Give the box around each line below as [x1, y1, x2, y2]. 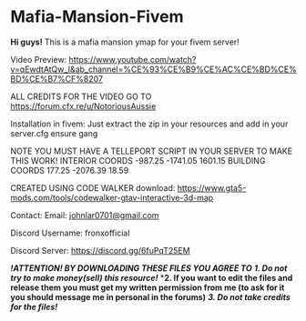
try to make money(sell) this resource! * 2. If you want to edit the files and [10, 272, 293, 283]
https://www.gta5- [177, 182, 247, 193]
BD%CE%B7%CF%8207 [10, 73, 104, 84]
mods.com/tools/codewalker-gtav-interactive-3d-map [10, 192, 214, 203]
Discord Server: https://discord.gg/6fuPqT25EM [10, 245, 190, 256]
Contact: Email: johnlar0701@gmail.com [10, 209, 159, 220]
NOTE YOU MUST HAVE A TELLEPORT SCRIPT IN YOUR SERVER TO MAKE [10, 145, 293, 156]
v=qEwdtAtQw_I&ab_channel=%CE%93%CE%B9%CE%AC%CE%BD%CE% [10, 64, 297, 75]
